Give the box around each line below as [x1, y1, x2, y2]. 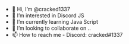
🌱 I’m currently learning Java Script [11, 18, 98, 25]
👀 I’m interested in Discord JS [11, 12, 84, 19]
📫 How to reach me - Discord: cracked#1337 [11, 32, 123, 38]
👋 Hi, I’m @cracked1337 [11, 6, 70, 12]
